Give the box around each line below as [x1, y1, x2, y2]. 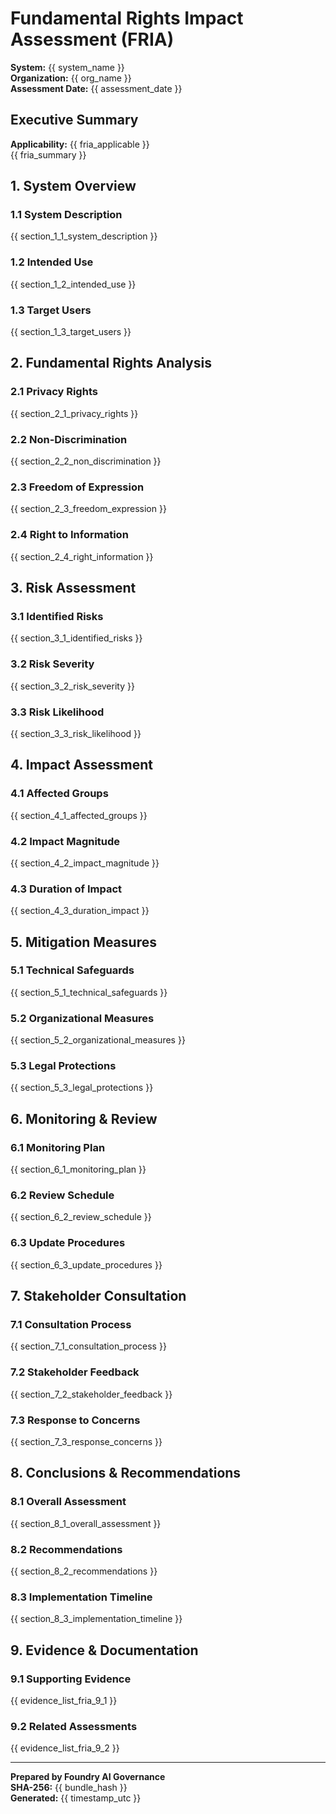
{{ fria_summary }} [10, 148, 87, 161]
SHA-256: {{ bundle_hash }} [10, 1782, 128, 1794]
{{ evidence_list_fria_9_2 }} [10, 1742, 120, 1754]
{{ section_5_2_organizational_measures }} [10, 1034, 186, 1046]
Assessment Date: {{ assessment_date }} [10, 82, 183, 94]
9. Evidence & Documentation [10, 1642, 199, 1659]
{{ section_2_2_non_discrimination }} [10, 455, 162, 467]
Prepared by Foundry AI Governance [10, 1771, 166, 1783]
